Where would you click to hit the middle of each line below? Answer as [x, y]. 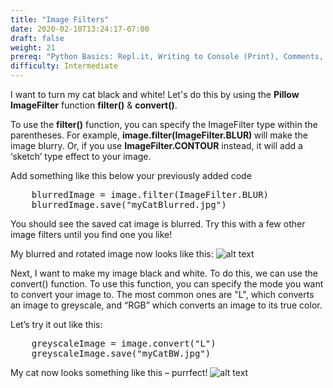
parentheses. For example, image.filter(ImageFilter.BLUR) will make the [159, 135]
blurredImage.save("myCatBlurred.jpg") [129, 204]
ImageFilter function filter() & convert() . [94, 105]
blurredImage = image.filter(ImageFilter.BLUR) [150, 194]
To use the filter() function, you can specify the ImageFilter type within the [164, 124]
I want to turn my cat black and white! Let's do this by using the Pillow [155, 94]
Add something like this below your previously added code [131, 175]
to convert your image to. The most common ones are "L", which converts [162, 294]
